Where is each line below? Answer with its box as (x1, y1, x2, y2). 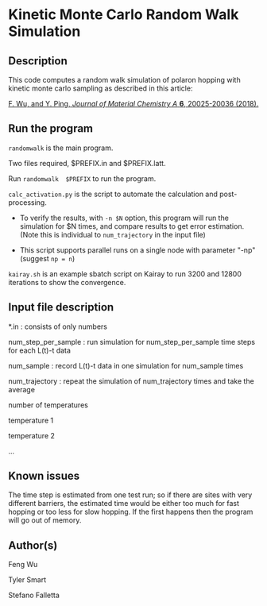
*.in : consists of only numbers (8, 322, 107, 331)
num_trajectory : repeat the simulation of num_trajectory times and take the (8, 376, 254, 386)
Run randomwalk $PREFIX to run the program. (8, 173, 157, 183)
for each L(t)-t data (8, 345, 72, 355)
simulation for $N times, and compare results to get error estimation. (19, 221, 245, 231)
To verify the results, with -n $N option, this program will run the (19, 213, 229, 222)
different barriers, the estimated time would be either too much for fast (8, 499, 240, 508)
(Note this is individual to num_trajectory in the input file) (19, 230, 207, 239)
